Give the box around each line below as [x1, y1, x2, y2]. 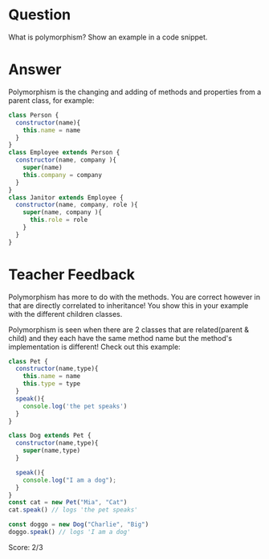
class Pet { [8, 357, 48, 365]
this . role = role [29, 216, 88, 224]
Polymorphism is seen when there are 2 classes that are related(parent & [8, 324, 250, 335]
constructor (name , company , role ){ [15, 201, 138, 209]
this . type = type [22, 380, 81, 388]
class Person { [8, 111, 59, 119]
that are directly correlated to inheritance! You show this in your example [8, 300, 249, 310]
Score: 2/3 [8, 542, 43, 552]
